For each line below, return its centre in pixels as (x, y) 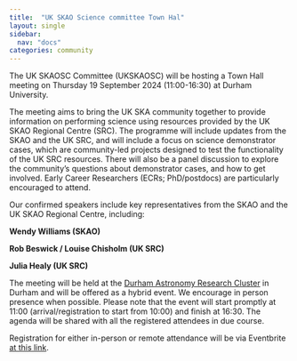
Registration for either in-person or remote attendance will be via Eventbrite (148, 338)
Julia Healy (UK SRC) (49, 266)
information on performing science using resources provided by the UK (140, 122)
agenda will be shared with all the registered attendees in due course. (137, 321)
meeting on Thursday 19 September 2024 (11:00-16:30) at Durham (130, 85)
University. (29, 95)
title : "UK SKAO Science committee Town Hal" (97, 17)
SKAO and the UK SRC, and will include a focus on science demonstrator (143, 140)
